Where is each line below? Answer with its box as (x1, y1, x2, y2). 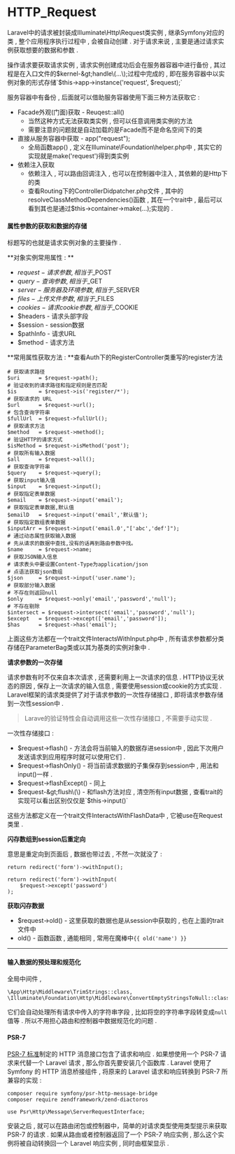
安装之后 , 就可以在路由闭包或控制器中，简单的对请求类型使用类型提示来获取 (7, 1121, 227, 1129)
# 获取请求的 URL (7, 396, 52, 403)
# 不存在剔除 (7, 603, 40, 610)
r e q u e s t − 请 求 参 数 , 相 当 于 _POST (17, 268, 112, 277)
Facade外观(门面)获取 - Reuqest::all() (17, 108, 124, 116)
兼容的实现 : (7, 1076, 42, 1084)
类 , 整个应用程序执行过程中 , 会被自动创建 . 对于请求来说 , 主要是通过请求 (7, 36, 218, 46)
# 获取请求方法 (7, 423, 45, 430)
